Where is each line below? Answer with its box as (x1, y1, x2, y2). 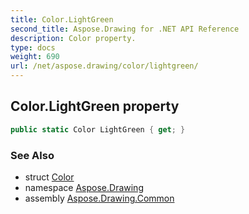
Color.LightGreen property (10, 98, 180, 115)
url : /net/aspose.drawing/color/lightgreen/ (10, 61, 199, 71)
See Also (10, 148, 55, 162)
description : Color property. (10, 33, 137, 43)
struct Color (24, 171, 75, 183)
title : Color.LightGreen (10, 14, 114, 25)
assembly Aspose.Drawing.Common (24, 192, 175, 204)
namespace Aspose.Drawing (24, 181, 144, 193)
